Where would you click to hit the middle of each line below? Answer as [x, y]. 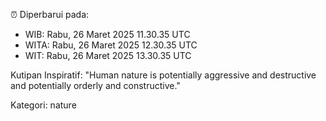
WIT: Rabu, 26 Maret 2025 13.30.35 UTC [108, 55]
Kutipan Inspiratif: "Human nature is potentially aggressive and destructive [163, 75]
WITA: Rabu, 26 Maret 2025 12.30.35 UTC [111, 45]
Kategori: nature [43, 105]
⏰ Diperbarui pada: [50, 14]
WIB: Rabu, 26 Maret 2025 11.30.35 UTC [107, 34]
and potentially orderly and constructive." [95, 85]
